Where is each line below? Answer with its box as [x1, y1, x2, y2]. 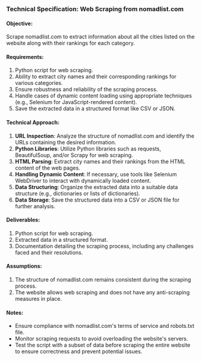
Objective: [6, 20, 33, 27]
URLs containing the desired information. [14, 138, 116, 146]
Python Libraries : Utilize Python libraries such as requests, [14, 145, 161, 152]
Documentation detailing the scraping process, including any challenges [14, 242, 194, 250]
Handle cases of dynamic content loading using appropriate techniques [14, 92, 192, 99]
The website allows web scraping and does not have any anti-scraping [14, 288, 190, 296]
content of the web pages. [14, 164, 80, 171]
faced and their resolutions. [14, 248, 83, 256]
